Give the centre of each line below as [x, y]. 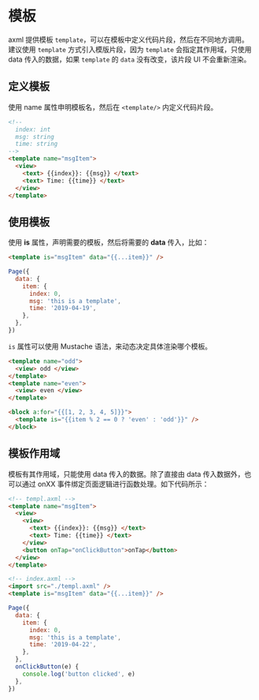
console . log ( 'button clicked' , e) [79, 674]
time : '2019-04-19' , [63, 309]
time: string [37, 144]
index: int [33, 129]
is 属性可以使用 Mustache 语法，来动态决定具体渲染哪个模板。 [110, 346]
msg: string [35, 137]
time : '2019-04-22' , [63, 645]
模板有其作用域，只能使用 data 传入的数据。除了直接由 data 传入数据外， [126, 474]
